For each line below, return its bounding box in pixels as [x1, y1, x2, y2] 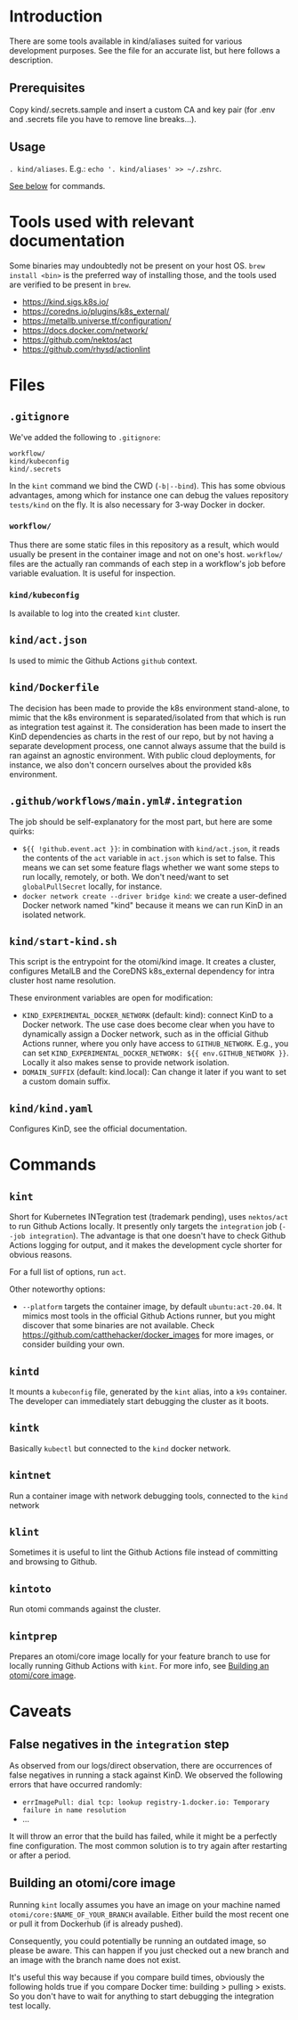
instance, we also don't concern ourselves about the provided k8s [9, 760, 252, 770]
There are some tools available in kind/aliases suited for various [9, 36, 243, 46]
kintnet [9, 1469, 52, 1482]
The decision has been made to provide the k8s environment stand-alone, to [9, 702, 290, 713]
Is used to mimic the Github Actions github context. [9, 655, 197, 666]
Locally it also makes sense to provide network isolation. [21, 1057, 230, 1068]
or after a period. [9, 1850, 71, 1860]
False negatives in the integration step [9, 1737, 230, 1752]
